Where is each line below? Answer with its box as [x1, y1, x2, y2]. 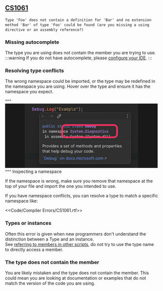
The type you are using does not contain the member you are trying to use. [5, 50, 156, 56]
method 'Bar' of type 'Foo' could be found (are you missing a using [5, 22, 150, 27]
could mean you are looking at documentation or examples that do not [5, 275, 146, 281]
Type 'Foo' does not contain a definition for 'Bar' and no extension [5, 17, 152, 23]
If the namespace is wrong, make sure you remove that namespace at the [5, 178, 153, 184]
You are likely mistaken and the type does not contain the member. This [5, 270, 149, 276]
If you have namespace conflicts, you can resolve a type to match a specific [5, 193, 158, 199]
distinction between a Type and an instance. [5, 236, 94, 242]
